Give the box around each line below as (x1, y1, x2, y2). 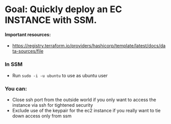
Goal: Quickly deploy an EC (5, 4, 122, 15)
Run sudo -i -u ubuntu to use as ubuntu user (12, 72, 108, 78)
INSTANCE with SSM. (5, 14, 97, 26)
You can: (5, 85, 28, 92)
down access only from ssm (12, 113, 72, 119)
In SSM (5, 61, 23, 68)
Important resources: (5, 32, 51, 38)
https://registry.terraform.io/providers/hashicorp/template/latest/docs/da (12, 43, 166, 49)
